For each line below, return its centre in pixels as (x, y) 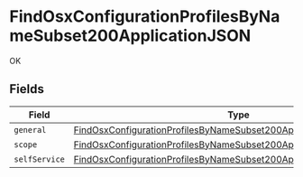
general (30, 130)
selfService (40, 159)
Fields (27, 89)
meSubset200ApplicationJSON (130, 36)
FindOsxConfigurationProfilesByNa (145, 17)
